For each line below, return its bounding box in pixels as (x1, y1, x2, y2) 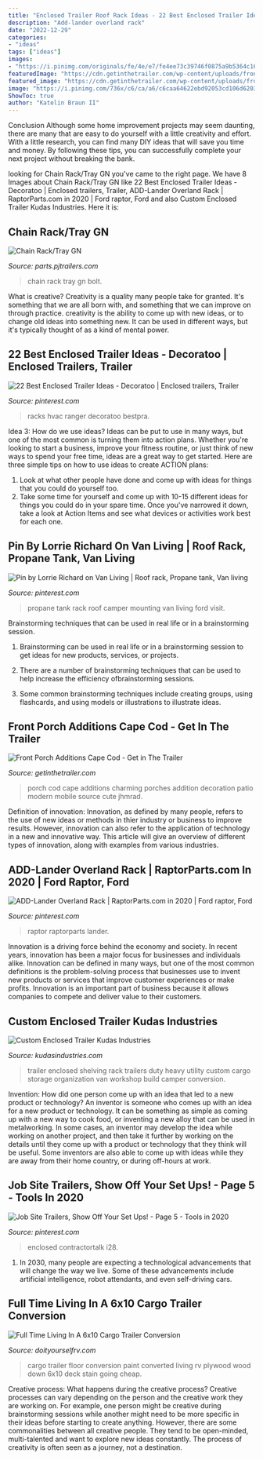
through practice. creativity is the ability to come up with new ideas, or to (8, 308, 244, 318)
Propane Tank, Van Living (8, 552, 135, 565)
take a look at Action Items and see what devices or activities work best (19, 508, 251, 518)
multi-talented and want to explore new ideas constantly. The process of (8, 1434, 243, 1444)
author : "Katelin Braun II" (8, 99, 100, 107)
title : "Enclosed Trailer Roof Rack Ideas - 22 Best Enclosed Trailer (8, 11, 243, 20)
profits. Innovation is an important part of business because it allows (8, 984, 229, 993)
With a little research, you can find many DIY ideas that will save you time (8, 137, 244, 147)
